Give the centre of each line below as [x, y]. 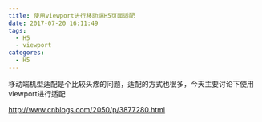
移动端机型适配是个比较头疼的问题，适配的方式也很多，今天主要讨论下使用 [131, 84]
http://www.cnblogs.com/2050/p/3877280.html [87, 109]
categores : [26, 53]
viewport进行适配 [37, 93]
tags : [17, 30]
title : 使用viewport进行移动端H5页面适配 [72, 16]
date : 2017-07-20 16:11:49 [53, 23]
